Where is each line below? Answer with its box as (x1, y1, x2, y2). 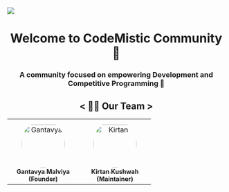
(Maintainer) (96, 175, 134, 183)
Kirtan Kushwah (91, 167, 139, 175)
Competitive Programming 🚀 (68, 79, 165, 89)
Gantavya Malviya (16, 167, 71, 175)
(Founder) (28, 175, 58, 183)
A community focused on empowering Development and (19, 70, 213, 80)
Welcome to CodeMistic (10, 30, 151, 46)
